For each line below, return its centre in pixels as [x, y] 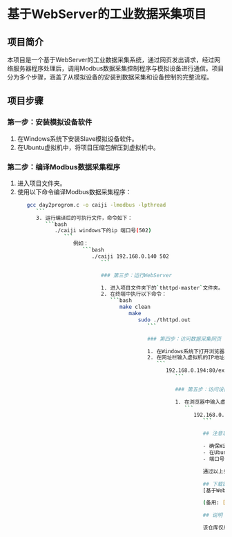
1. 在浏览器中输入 [198, 402]
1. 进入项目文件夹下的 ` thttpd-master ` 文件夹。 [162, 288]
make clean [135, 307]
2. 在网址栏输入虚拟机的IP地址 [186, 358]
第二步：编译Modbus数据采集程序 [64, 167]
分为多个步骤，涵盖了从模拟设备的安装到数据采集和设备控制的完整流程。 [110, 77]
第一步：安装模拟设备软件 [50, 122]
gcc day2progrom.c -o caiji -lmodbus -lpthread [96, 205]
